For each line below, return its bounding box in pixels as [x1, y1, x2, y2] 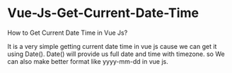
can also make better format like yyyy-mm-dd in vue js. [7, 57, 168, 65]
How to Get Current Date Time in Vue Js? [7, 28, 128, 37]
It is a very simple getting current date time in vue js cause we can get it [7, 42, 217, 50]
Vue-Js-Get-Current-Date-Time [7, 5, 199, 21]
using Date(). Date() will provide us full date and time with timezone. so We [7, 50, 225, 58]
